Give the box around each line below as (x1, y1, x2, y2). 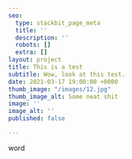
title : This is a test (8, 63, 83, 71)
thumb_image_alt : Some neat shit (8, 93, 119, 100)
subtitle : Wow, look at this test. (8, 70, 126, 78)
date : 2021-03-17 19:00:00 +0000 (8, 78, 119, 85)
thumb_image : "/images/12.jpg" (8, 85, 111, 93)
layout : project (8, 56, 62, 64)
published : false (8, 115, 66, 123)
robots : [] (15, 41, 51, 49)
